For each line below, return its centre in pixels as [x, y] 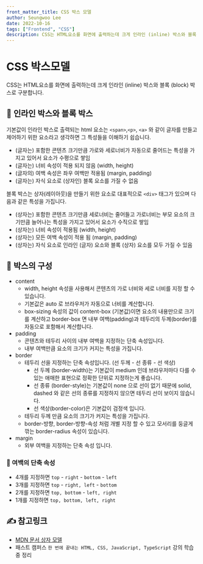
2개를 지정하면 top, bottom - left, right [66, 492]
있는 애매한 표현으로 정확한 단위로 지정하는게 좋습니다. [98, 378]
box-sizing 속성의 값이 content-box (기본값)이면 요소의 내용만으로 [104, 311]
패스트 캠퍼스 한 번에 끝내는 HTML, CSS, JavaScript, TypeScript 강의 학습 [104, 547]
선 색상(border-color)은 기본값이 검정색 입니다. [90, 408]
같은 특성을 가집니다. [42, 201]
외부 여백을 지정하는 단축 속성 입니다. [68, 445]
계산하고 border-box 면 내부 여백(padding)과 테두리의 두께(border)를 [114, 319]
